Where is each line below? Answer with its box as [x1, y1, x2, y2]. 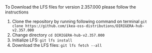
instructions [5, 9, 29, 15]
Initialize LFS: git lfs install [12, 37, 73, 43]
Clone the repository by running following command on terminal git [12, 19, 148, 24]
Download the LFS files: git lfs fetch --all [12, 42, 102, 48]
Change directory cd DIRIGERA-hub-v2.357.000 [12, 32, 105, 38]
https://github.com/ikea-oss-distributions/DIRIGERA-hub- [25, 24, 145, 28]
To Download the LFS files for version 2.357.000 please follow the [5, 4, 137, 10]
